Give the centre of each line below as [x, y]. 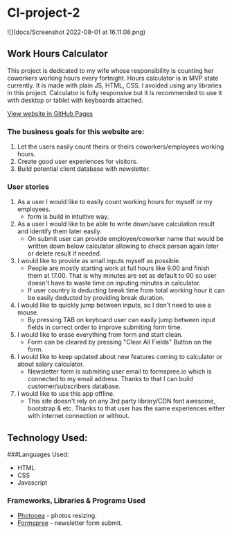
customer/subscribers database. [74, 386]
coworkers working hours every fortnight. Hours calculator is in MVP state [113, 78]
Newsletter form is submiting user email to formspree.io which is [120, 372]
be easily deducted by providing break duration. [96, 298]
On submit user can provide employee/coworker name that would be [125, 239]
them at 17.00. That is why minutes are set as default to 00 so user [122, 276]
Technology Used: [47, 438]
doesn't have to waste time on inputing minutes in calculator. [114, 283]
